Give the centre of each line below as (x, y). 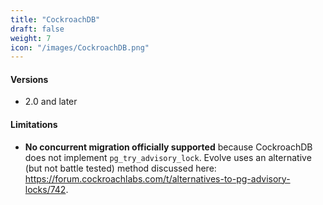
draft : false (37, 29)
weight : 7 (31, 38)
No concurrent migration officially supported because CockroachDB (168, 147)
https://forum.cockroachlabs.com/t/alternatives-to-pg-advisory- (157, 178)
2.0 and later (51, 102)
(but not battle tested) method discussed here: (120, 168)
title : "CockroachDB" (55, 19)
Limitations (34, 125)
